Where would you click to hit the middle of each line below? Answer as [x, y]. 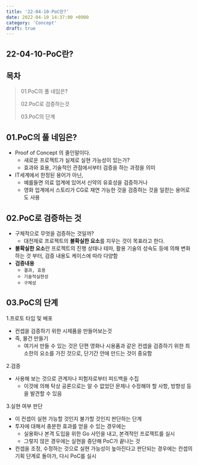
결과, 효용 [34, 271]
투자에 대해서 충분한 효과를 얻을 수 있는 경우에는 [70, 426]
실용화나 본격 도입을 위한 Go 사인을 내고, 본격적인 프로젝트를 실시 [99, 433]
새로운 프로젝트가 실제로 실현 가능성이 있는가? [77, 160]
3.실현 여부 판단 [24, 406]
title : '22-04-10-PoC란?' [38, 12]
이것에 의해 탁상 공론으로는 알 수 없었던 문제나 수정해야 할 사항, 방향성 [104, 386]
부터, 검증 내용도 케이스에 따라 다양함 [75, 256]
